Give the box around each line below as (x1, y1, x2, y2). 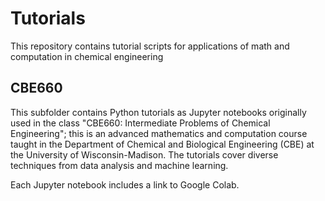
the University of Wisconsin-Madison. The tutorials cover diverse (10, 148, 279, 161)
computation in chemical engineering (10, 50, 164, 62)
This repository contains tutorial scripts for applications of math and (10, 40, 290, 52)
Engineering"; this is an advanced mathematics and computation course (10, 127, 308, 139)
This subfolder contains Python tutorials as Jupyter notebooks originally (10, 106, 307, 118)
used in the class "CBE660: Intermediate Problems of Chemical (10, 117, 271, 129)
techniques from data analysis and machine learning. (10, 159, 229, 171)
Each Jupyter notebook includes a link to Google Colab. (10, 178, 240, 191)
